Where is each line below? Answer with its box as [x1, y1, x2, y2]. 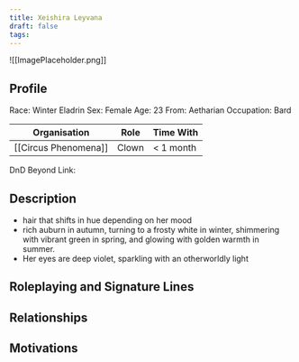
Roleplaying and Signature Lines [9, 279, 195, 294]
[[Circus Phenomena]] [14, 142, 109, 154]
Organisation [32, 126, 90, 139]
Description [9, 190, 77, 206]
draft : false [9, 22, 59, 31]
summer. [22, 244, 56, 254]
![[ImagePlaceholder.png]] [9, 55, 107, 66]
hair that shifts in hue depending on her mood [22, 215, 192, 226]
